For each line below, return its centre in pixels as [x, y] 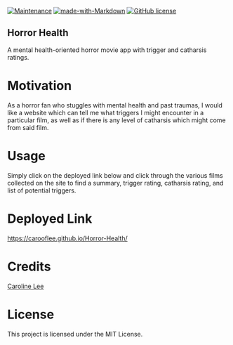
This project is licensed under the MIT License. [75, 334]
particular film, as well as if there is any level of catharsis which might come [116, 120]
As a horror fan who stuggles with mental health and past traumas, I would [115, 105]
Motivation [40, 86]
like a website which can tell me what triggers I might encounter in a [106, 112]
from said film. [28, 127]
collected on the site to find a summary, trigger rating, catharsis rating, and [115, 183]
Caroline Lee [26, 286]
